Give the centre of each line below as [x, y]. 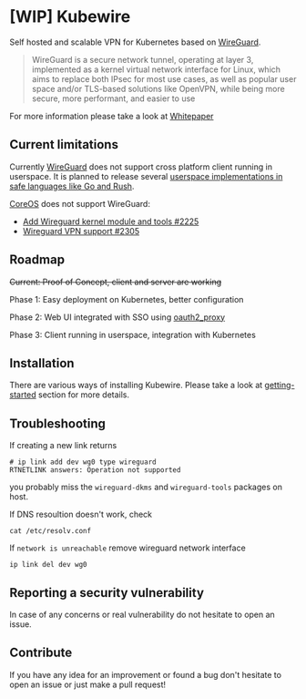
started [23, 395]
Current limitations [64, 144]
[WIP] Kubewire [70, 17]
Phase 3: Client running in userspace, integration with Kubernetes [133, 334]
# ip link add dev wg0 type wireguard [83, 462]
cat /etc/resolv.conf [51, 531]
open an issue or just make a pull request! [88, 684]
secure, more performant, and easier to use [113, 98]
